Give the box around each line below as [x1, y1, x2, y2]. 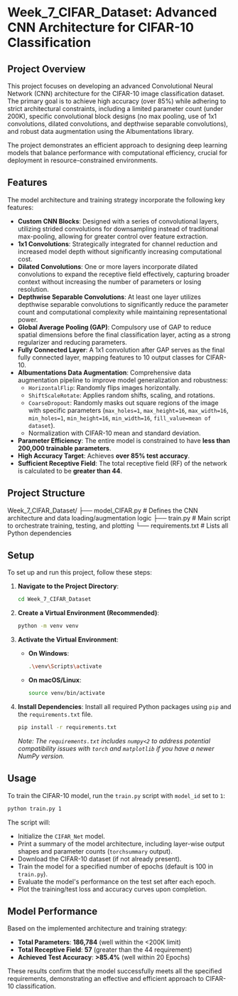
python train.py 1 [7, 805, 62, 812]
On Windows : [28, 649, 70, 658]
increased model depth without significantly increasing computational [17, 247, 222, 256]
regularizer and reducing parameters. [17, 337, 128, 346]
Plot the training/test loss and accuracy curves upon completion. [17, 884, 207, 893]
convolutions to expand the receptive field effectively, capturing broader [17, 270, 229, 278]
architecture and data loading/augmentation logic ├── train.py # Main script [7, 513, 231, 522]
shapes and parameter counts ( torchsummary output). [17, 846, 173, 855]
